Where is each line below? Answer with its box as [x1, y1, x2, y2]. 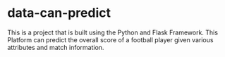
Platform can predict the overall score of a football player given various [7, 35, 214, 44]
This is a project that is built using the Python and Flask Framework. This [7, 28, 219, 37]
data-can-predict [7, 5, 111, 21]
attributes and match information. [7, 43, 104, 51]
